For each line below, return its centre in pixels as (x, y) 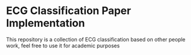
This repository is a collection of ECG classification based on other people (96, 39)
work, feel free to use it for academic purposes (63, 46)
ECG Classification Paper (68, 11)
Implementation (46, 23)
